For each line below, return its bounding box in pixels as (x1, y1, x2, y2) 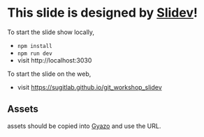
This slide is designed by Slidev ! (7, 5, 198, 21)
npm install (17, 42, 52, 49)
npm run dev (17, 50, 52, 57)
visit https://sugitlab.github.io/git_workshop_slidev (17, 83, 162, 91)
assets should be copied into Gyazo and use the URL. (7, 122, 161, 130)
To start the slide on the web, (7, 70, 92, 78)
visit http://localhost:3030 (17, 56, 92, 64)
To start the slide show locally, (7, 28, 95, 36)
